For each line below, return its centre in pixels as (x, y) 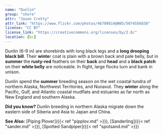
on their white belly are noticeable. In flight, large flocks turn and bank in (79, 66)
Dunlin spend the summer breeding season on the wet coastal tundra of (78, 81)
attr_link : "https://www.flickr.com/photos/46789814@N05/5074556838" (78, 23)
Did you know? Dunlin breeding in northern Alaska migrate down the (74, 107)
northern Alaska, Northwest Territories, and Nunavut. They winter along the (82, 86)
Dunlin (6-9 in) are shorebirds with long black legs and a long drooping (77, 51)
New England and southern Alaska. (41, 97)
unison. (13, 72)
